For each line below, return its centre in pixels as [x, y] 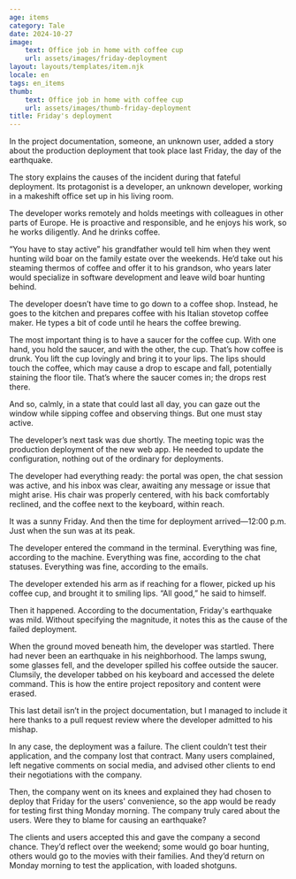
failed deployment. [43, 629]
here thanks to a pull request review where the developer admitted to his [141, 720]
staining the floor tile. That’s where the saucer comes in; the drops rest [138, 378]
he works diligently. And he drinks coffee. [85, 232]
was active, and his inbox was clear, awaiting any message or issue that [140, 486]
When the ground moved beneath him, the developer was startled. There [142, 646]
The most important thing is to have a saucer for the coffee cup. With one [143, 340]
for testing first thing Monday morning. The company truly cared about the [145, 811]
